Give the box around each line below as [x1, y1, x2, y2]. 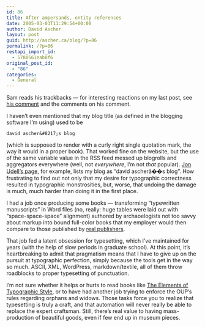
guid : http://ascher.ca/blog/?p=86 [6, 37, 97, 43]
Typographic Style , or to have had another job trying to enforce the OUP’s [6, 288, 192, 295]
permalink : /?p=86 [6, 43, 53, 50]
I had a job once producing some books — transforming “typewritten [6, 199, 180, 207]
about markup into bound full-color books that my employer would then [6, 219, 187, 226]
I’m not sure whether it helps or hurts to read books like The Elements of [6, 282, 188, 289]
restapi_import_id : [6, 49, 56, 55]
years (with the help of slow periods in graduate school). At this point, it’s [6, 244, 191, 251]
